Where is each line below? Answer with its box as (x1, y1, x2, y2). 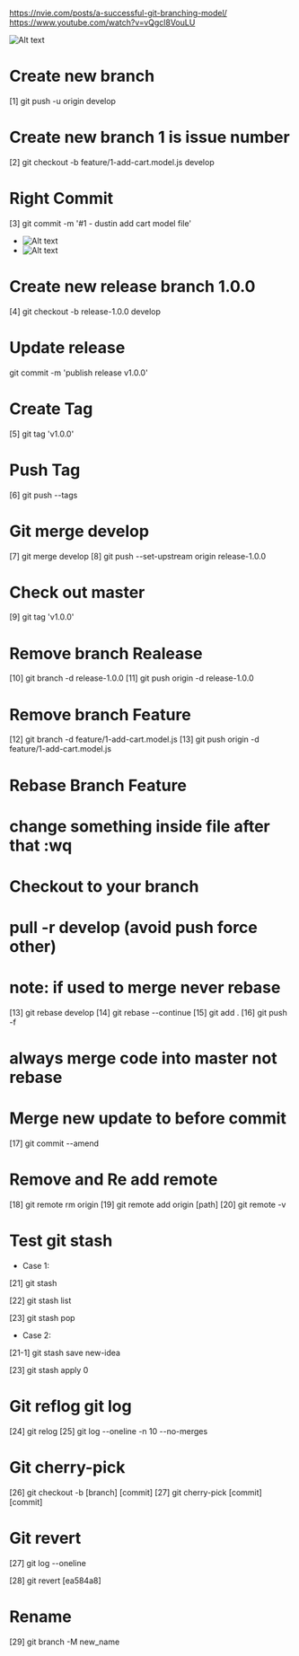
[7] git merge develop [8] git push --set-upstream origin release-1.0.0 (9, 551, 267, 561)
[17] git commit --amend (9, 1138, 100, 1149)
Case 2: (22, 1330, 51, 1341)
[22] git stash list (9, 1295, 72, 1306)
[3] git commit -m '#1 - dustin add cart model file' (9, 217, 192, 228)
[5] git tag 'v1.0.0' (9, 428, 75, 439)
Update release (9, 337, 126, 357)
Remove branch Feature (9, 704, 191, 725)
